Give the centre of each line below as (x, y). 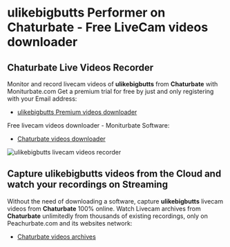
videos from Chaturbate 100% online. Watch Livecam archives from (104, 208)
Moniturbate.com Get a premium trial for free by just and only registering (111, 91)
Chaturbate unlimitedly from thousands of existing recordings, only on (108, 216)
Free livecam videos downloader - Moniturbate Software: (88, 125)
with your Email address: (42, 99)
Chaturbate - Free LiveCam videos (108, 27)
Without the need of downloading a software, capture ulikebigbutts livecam (115, 201)
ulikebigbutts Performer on (86, 13)
